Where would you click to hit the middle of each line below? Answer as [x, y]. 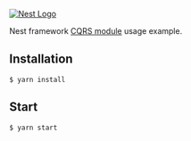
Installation [41, 59]
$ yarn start [33, 128]
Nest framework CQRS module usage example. [96, 31]
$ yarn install [37, 79]
